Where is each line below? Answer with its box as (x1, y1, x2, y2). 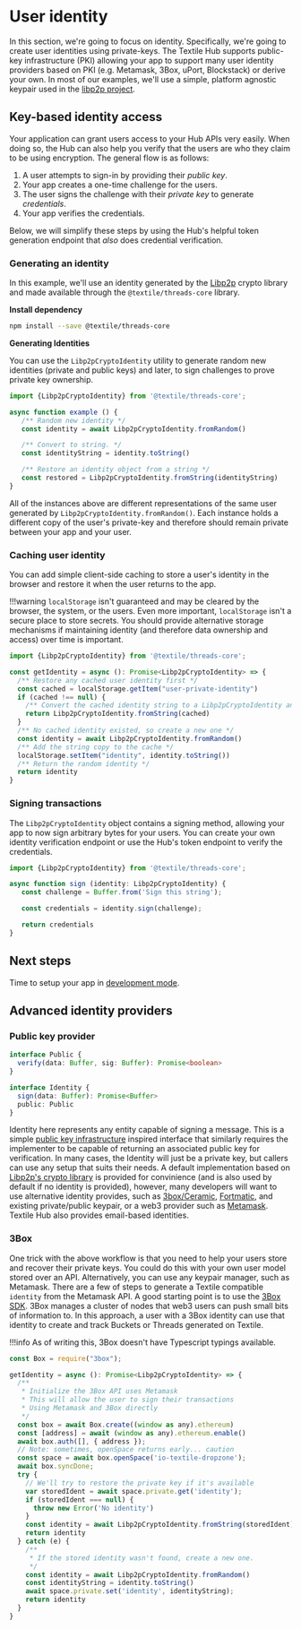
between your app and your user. (9, 526, 133, 537)
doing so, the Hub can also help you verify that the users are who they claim (9, 142, 291, 153)
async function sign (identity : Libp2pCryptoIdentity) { (9, 880, 227, 889)
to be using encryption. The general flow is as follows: (9, 152, 210, 163)
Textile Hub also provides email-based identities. (9, 1210, 190, 1220)
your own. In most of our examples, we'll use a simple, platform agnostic (9, 73, 277, 84)
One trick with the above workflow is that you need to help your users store (9, 1253, 288, 1263)
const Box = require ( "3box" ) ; (9, 1354, 123, 1363)
